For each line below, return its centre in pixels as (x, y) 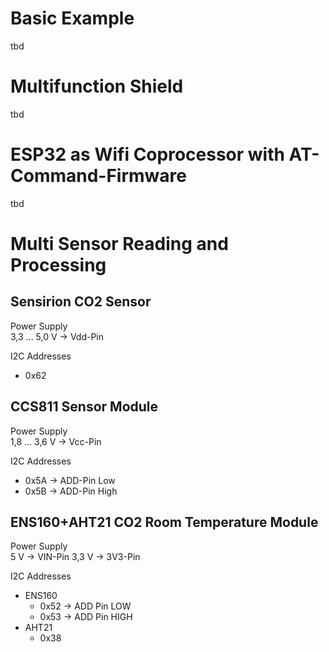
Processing (58, 265)
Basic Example (72, 18)
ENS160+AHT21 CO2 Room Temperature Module (164, 522)
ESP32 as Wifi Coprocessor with (147, 154)
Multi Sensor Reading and (119, 244)
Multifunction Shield (97, 86)
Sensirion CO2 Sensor (81, 302)
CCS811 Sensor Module (84, 407)
